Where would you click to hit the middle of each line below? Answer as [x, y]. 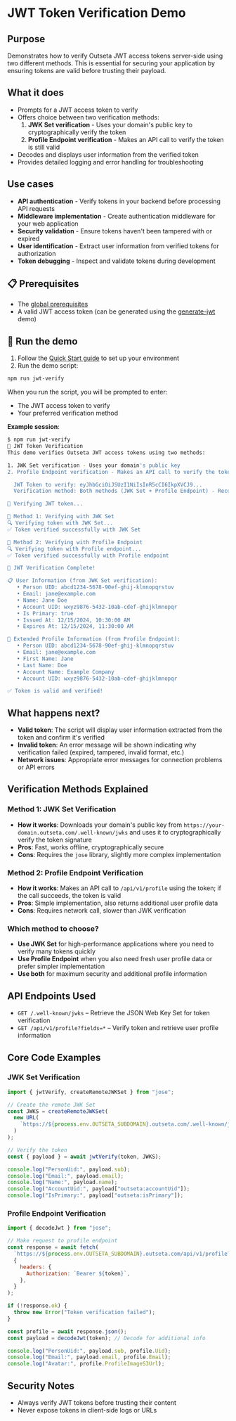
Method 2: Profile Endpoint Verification [76, 873]
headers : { [36, 1267]
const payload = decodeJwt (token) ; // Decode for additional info [106, 1338]
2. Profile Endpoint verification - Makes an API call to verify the [111, 472]
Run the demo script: [48, 366]
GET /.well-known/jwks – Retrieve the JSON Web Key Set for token [114, 1013]
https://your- [204, 825]
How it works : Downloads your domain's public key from [100, 825]
